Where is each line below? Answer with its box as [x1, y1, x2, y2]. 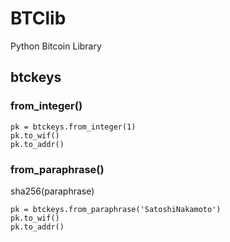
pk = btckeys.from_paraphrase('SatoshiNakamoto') [10, 204, 222, 214]
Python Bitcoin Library [10, 40, 102, 52]
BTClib [10, 7, 67, 30]
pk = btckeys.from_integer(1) [10, 122, 137, 132]
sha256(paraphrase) [10, 185, 95, 197]
